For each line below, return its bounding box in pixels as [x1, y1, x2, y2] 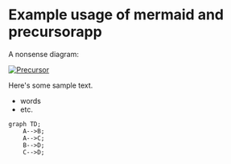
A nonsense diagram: [8, 49, 79, 59]
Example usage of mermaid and [8, 6, 224, 24]
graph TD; [8, 120, 42, 128]
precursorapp [8, 23, 102, 41]
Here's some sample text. [8, 80, 93, 90]
